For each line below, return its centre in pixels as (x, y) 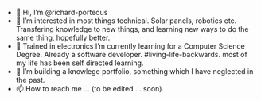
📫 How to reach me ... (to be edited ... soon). (90, 89)
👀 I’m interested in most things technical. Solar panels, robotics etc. (126, 21)
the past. (30, 80)
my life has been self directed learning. (80, 63)
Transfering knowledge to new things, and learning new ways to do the (132, 29)
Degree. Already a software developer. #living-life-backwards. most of (132, 54)
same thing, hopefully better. (63, 37)
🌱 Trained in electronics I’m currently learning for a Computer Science (130, 46)
